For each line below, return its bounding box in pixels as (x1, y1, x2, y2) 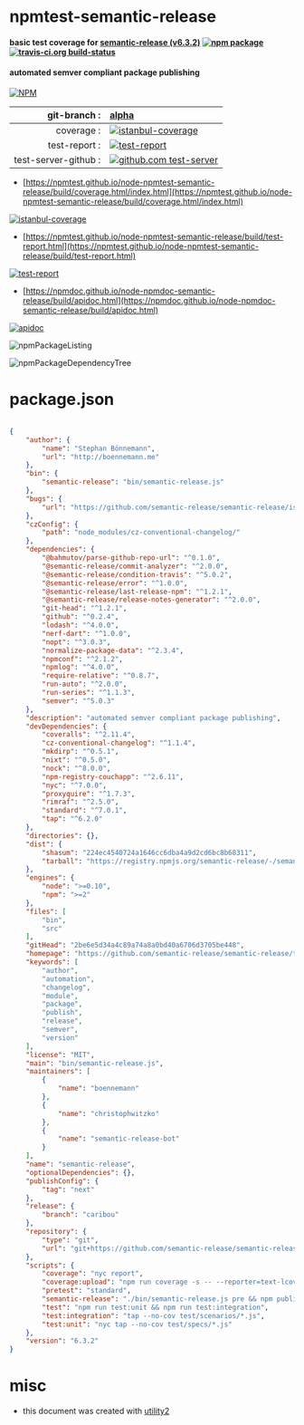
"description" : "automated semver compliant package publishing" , (25, 713, 281, 722)
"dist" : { (25, 840, 63, 849)
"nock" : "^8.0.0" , (42, 764, 111, 773)
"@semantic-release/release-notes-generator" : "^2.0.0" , (42, 595, 261, 604)
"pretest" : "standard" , (42, 1286, 131, 1295)
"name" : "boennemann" (57, 1084, 140, 1093)
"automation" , (42, 974, 95, 984)
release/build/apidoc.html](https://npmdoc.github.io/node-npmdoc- (22, 294, 276, 305)
